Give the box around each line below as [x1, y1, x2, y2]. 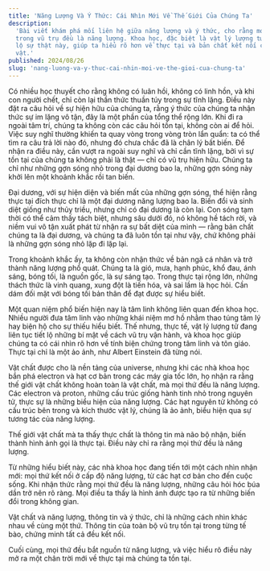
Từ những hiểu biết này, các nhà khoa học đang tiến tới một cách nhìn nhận [8, 462, 258, 472]
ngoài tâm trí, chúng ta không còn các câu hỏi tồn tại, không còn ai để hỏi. [8, 120, 255, 130]
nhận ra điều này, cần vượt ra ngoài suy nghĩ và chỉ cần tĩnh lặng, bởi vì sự [8, 146, 255, 155]
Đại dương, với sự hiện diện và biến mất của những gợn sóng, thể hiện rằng [8, 187, 257, 197]
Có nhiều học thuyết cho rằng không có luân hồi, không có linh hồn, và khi [8, 86, 255, 96]
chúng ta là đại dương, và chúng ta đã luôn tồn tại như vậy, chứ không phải [8, 230, 256, 240]
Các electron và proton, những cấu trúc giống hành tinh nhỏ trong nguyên [8, 388, 253, 398]
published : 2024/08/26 [8, 57, 84, 65]
